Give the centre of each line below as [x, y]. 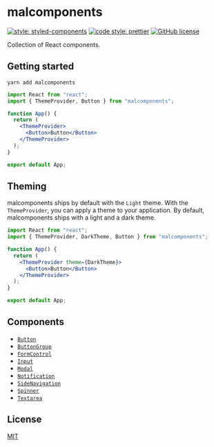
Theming [27, 186]
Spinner [28, 391]
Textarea [30, 398]
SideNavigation [39, 383]
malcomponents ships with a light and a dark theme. [81, 218]
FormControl [34, 354]
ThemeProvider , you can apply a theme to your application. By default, [106, 210]
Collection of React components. [54, 44]
